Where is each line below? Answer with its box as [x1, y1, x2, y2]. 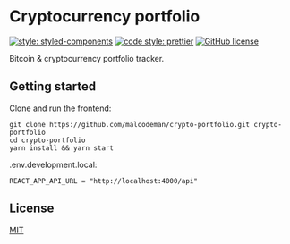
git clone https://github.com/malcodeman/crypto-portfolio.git [9, 120, 251, 129]
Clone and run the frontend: [9, 103, 112, 114]
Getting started [9, 79, 97, 95]
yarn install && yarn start [9, 143, 115, 153]
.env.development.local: [9, 159, 98, 170]
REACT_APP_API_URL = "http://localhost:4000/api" [9, 176, 199, 185]
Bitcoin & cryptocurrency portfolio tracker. [9, 53, 165, 63]
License [9, 201, 55, 216]
